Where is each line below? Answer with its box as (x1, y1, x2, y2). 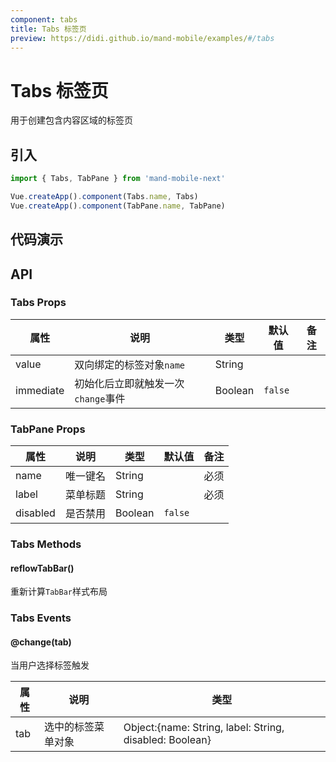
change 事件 (74, 391, 126, 405)
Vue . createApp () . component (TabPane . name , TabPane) (10, 201, 226, 211)
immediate (15, 383, 65, 397)
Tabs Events (10, 611, 72, 625)
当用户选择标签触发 (10, 659, 90, 671)
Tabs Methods (10, 537, 82, 551)
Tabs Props (10, 296, 67, 310)
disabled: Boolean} (123, 733, 212, 747)
